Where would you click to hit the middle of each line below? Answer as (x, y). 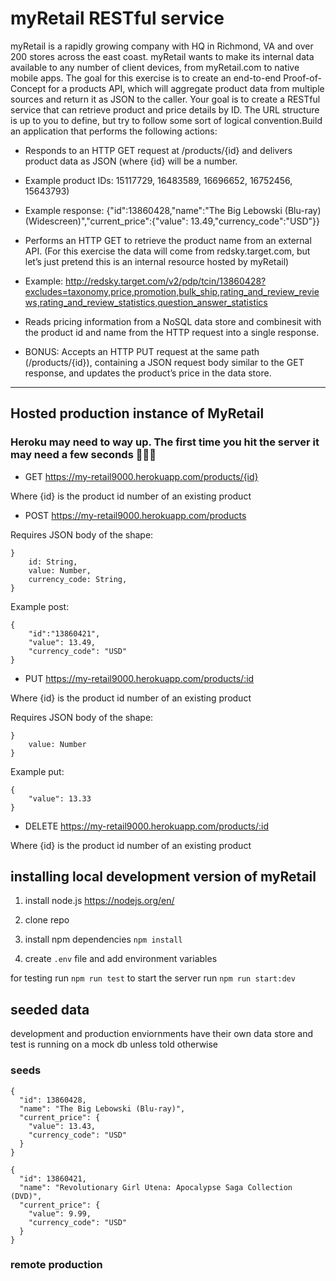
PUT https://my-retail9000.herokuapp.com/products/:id (139, 678)
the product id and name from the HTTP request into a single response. (172, 332)
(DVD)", (26, 1196)
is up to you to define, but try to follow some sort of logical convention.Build (166, 120)
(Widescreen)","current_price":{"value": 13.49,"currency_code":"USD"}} (172, 221)
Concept (28, 88)
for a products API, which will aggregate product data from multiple (186, 88)
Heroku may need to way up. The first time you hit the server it (165, 442)
